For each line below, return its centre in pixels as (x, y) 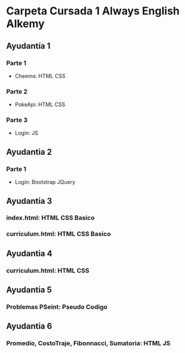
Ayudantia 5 (29, 290)
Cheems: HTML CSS (40, 76)
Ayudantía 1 (28, 46)
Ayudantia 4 (29, 253)
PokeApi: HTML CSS (40, 105)
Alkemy (25, 24)
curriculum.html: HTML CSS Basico (58, 234)
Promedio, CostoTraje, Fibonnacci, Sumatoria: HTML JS (88, 343)
